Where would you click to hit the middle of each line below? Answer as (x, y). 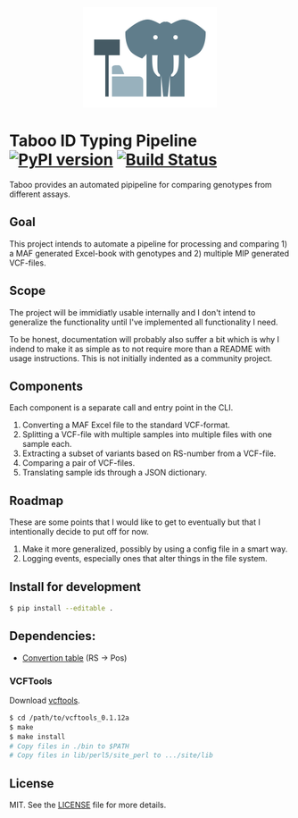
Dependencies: (53, 636)
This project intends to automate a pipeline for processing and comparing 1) (149, 243)
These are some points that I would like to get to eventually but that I (135, 522)
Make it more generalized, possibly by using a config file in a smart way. (155, 549)
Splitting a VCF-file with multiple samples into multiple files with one (147, 434)
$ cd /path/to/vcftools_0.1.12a (69, 718)
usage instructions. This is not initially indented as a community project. (141, 358)
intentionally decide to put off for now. (79, 532)
